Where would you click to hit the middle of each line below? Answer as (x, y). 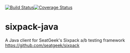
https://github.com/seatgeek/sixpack (42, 45)
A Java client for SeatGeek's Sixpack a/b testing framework (65, 40)
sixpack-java (32, 27)
